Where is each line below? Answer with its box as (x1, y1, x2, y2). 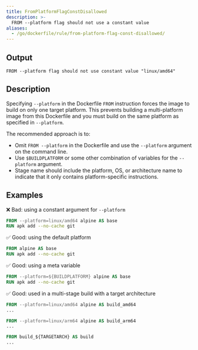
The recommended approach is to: (6, 130, 90, 137)
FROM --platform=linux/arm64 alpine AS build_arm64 (6, 317, 136, 324)
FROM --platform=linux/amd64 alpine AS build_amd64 (6, 302, 136, 307)
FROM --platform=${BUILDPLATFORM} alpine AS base (6, 274, 131, 280)
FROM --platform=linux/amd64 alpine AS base (6, 218, 118, 223)
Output (6, 53, 33, 63)
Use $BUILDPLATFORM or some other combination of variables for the (14, 154, 178, 161)
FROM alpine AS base (6, 246, 57, 252)
